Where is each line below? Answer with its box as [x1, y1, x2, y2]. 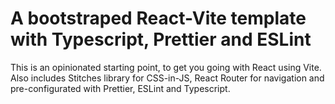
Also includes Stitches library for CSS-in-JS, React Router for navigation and [10, 72, 325, 84]
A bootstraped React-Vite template [10, 7, 307, 30]
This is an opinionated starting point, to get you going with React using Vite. [10, 61, 322, 73]
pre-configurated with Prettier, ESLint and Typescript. [10, 82, 231, 94]
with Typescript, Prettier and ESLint [10, 28, 312, 51]
